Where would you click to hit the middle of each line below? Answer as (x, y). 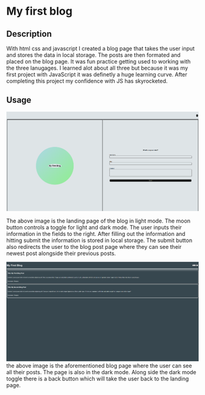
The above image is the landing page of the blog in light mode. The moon (99, 221)
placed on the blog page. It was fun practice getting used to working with (99, 61)
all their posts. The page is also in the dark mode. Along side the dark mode (101, 372)
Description (29, 34)
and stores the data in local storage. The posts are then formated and (94, 55)
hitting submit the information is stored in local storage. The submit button (99, 240)
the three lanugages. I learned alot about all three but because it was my (97, 68)
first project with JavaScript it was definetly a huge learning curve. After (97, 74)
